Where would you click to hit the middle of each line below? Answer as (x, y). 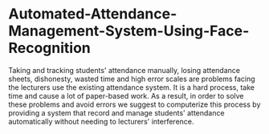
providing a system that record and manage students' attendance (116, 112)
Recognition (49, 48)
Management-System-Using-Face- (129, 31)
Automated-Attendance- (93, 14)
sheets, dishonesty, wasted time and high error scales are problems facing (132, 79)
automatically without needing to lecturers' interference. (101, 121)
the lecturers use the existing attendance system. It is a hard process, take (132, 87)
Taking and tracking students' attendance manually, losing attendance (124, 70)
